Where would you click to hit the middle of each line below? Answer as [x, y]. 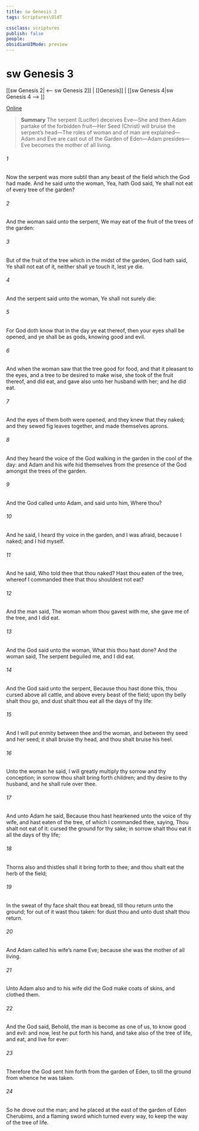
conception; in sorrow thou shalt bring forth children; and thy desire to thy [97, 778]
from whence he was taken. [40, 1077]
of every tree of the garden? [41, 190]
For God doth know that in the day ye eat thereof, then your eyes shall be [95, 330]
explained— [165, 132]
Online [14, 108]
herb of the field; [27, 873]
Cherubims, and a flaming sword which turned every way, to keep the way [97, 1116]
